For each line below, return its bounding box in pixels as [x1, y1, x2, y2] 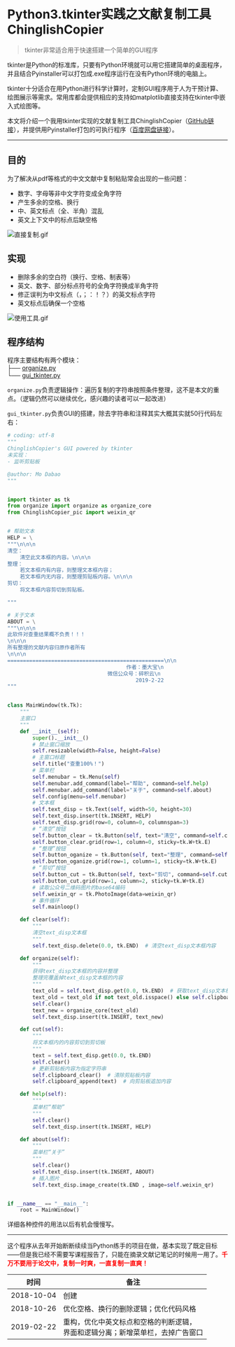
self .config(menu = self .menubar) [32, 793, 127, 800]
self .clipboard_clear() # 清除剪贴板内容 [32, 1071, 150, 1078]
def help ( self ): [20, 1091, 68, 1098]
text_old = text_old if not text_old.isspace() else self [32, 994, 205, 1001]
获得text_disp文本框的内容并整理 [32, 968, 118, 975]
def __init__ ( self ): [20, 728, 80, 735]
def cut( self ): [20, 1026, 64, 1033]
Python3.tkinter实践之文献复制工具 [7, 6, 212, 22]
